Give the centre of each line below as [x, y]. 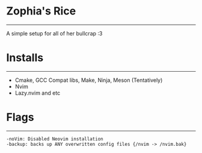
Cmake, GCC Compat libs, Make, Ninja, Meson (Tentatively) [89, 80]
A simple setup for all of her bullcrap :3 [54, 33]
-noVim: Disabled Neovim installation [55, 139]
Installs [25, 58]
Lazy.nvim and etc [38, 93]
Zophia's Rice [41, 11]
